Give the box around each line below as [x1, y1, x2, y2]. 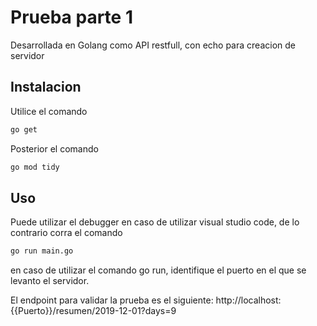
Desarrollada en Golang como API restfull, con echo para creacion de [10, 39, 296, 51]
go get [10, 124, 38, 135]
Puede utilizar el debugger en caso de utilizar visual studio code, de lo [10, 216, 300, 228]
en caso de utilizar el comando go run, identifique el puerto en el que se [10, 264, 307, 276]
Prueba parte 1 [10, 6, 133, 29]
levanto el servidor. [10, 275, 90, 287]
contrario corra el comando [10, 227, 123, 239]
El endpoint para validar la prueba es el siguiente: [10, 294, 214, 306]
